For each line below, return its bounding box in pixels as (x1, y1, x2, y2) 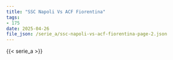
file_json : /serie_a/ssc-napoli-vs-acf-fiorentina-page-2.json (6, 31, 168, 37)
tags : (6, 14, 20, 20)
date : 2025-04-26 (6, 25, 50, 32)
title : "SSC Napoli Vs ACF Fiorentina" (6, 8, 106, 15)
